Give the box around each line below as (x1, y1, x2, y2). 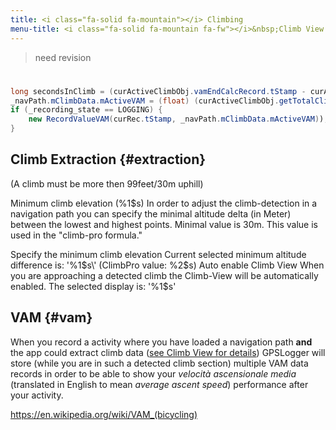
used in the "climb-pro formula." (10, 229, 143, 241)
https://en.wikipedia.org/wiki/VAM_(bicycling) (10, 408, 198, 420)
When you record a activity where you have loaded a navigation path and (10, 336, 313, 348)
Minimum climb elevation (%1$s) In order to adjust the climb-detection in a (10, 197, 318, 209)
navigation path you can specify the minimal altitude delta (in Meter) (10, 207, 292, 220)
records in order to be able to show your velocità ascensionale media (10, 367, 297, 380)
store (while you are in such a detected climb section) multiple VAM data (10, 357, 309, 369)
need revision (34, 51, 92, 63)
